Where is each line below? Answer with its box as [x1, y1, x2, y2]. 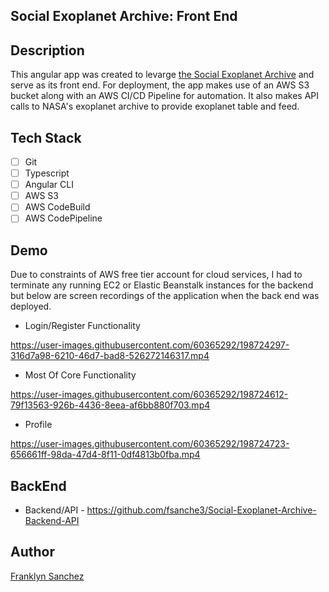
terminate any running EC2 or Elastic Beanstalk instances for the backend [10, 279, 314, 291]
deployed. [10, 300, 52, 313]
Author [10, 544, 55, 561]
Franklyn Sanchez [10, 570, 85, 582]
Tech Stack [10, 129, 82, 146]
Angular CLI [24, 179, 74, 191]
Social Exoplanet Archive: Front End [10, 8, 238, 25]
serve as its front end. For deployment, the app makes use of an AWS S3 [10, 79, 310, 91]
